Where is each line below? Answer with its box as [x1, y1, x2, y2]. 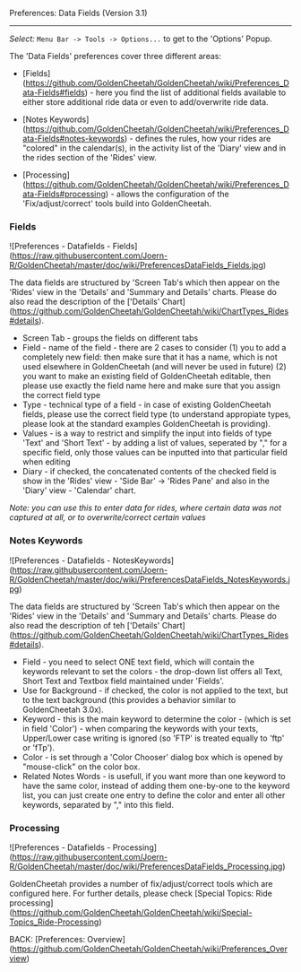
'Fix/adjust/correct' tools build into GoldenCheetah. [21, 198, 212, 209]
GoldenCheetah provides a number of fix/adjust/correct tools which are [9, 878, 273, 889]
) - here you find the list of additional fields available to [84, 87, 287, 98]
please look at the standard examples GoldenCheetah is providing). [21, 419, 271, 430]
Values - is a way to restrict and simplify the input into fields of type [21, 428, 272, 438]
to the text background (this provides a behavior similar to [21, 694, 236, 705]
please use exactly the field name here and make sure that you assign [21, 380, 280, 391]
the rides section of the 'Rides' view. [21, 152, 157, 162]
